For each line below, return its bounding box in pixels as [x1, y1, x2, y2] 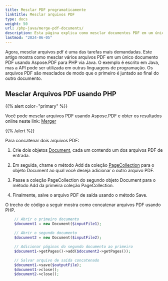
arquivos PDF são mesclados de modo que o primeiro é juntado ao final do [5, 70, 159, 76]
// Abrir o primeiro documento [14, 217, 79, 222]
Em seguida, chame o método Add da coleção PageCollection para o [12, 162, 154, 168]
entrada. [12, 152, 30, 158]
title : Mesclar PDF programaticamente [5, 7, 86, 12]
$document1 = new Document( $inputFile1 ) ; [14, 221, 101, 226]
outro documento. [5, 75, 42, 81]
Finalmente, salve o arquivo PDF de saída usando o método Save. [12, 192, 147, 198]
